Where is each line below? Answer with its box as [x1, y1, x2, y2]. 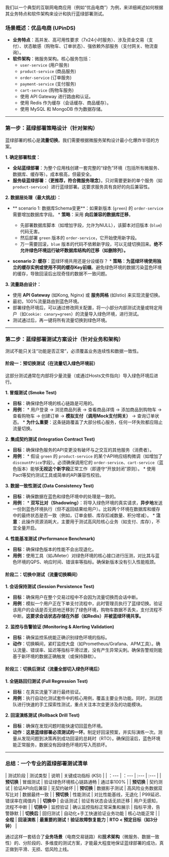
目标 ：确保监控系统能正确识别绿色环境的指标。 [12, 634, 110, 640]
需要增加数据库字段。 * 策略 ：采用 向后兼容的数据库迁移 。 [12, 211, 133, 218]
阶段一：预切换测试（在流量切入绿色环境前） [5, 361, 98, 367]
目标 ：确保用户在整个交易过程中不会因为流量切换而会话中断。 [12, 594, 141, 600]
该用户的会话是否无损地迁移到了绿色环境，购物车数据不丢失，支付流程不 [12, 607, 162, 613]
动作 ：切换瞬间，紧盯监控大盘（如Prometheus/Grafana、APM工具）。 [12, 641, 156, 647]
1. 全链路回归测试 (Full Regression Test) [5, 678, 88, 684]
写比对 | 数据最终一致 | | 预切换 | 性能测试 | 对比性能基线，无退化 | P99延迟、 [5, 791, 164, 797]
